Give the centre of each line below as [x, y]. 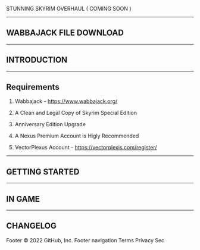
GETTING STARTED [43, 172]
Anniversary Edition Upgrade [50, 124]
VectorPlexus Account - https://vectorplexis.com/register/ [86, 148]
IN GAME [23, 199]
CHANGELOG [31, 226]
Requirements [33, 87]
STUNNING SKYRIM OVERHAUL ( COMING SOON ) [69, 9]
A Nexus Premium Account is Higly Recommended [77, 136]
